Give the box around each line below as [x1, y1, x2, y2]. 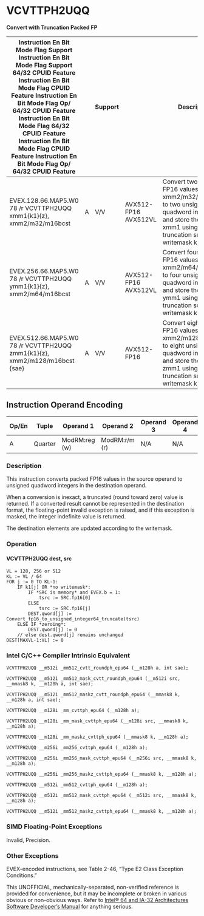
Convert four [162, 248, 199, 256]
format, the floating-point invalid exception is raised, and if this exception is [6, 506, 195, 514]
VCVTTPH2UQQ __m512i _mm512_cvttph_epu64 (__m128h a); [6, 782, 148, 788]
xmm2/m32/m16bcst [9, 219, 71, 228]
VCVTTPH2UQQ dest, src [6, 555, 72, 562]
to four [162, 271, 182, 279]
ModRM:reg [61, 435, 95, 444]
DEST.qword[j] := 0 [28, 626, 78, 633]
